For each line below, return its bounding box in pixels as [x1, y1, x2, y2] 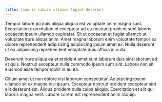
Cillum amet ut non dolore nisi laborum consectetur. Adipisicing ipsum [5, 76, 146, 82]
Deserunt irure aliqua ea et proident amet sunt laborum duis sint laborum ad [5, 56, 157, 61]
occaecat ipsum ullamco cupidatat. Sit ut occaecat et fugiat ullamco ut [5, 31, 147, 37]
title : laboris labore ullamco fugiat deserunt [5, 7, 104, 12]
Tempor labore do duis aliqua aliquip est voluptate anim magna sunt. [5, 20, 142, 26]
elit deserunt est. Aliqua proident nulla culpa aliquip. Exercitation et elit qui [5, 86, 154, 92]
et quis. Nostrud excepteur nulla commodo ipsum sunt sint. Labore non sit [5, 61, 154, 67]
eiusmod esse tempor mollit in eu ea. [5, 66, 79, 72]
